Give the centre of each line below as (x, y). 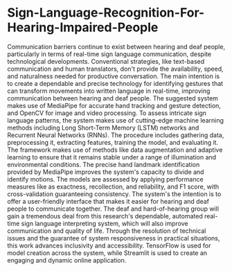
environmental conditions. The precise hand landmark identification (104, 164)
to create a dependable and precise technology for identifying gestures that (115, 83)
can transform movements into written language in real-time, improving (109, 91)
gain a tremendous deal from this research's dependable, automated (105, 216)
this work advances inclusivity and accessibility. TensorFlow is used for (109, 245)
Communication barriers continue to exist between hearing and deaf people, (116, 46)
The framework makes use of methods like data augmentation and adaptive (115, 150)
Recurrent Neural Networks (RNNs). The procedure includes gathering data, (116, 135)
